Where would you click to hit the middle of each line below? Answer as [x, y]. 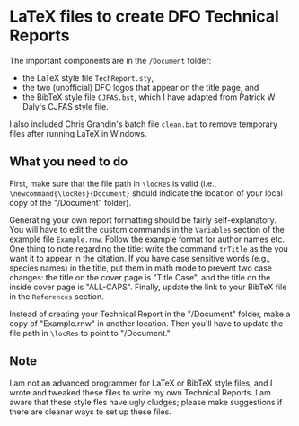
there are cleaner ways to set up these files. [91, 412]
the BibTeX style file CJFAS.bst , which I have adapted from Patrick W [149, 97]
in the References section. [57, 296]
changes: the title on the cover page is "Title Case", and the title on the [140, 277]
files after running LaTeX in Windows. [78, 133]
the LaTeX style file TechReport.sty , [88, 77]
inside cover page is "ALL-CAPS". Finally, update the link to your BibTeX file [148, 287]
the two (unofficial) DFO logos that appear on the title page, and [141, 87]
